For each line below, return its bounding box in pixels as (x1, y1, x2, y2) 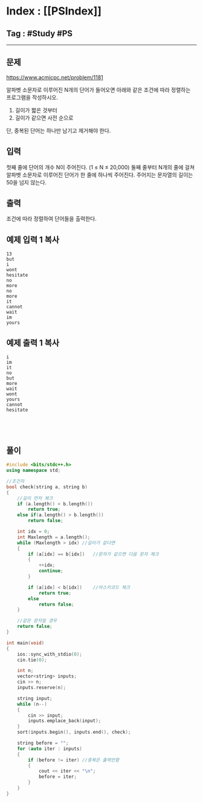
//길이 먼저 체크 (17, 495, 53, 501)
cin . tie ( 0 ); (17, 657, 47, 663)
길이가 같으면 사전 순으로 (14, 114, 74, 121)
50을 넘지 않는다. (6, 178, 47, 186)
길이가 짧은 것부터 (14, 106, 57, 114)
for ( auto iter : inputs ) (17, 745, 83, 752)
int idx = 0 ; (17, 529, 50, 535)
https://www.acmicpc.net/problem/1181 (6, 74, 104, 81)
